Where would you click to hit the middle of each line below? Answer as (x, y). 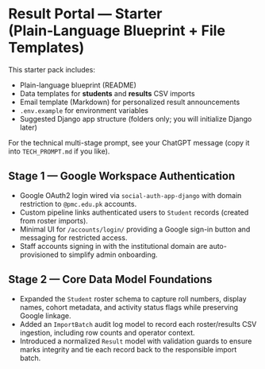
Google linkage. (45, 316)
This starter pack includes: (52, 69)
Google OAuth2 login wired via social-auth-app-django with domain (131, 195)
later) (29, 127)
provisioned (39, 254)
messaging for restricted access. (73, 237)
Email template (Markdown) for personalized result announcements (130, 102)
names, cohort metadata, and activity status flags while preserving (129, 307)
